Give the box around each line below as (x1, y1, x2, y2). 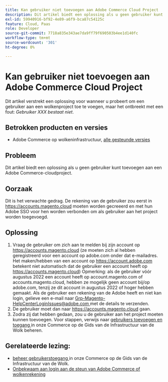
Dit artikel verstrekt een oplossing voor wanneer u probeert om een (5, 98, 145, 104)
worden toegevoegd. (5, 214, 49, 220)
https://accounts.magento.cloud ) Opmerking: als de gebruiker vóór (12, 268, 152, 274)
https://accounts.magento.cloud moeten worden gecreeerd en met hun (5, 203, 152, 209)
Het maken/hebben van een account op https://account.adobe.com (12, 257, 152, 264)
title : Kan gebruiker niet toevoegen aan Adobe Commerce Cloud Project (5, 7, 158, 13)
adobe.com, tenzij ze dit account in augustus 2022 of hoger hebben (12, 284, 154, 291)
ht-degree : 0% (5, 45, 35, 50)
